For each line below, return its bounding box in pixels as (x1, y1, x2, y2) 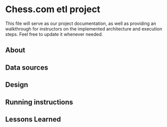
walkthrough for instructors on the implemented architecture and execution (5, 25, 162, 31)
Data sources (5, 63, 48, 72)
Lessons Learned (5, 115, 61, 123)
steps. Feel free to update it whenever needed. (5, 31, 103, 37)
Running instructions (5, 98, 74, 106)
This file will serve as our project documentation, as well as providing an (5, 20, 156, 26)
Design (5, 80, 28, 89)
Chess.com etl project (5, 4, 101, 15)
